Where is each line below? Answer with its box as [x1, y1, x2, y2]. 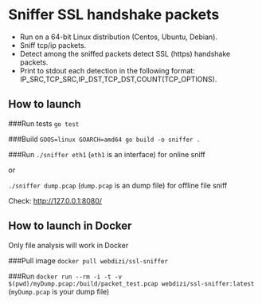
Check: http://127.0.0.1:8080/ [8, 195, 102, 205]
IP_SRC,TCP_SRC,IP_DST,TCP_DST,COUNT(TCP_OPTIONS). [19, 74, 217, 84]
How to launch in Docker [8, 219, 132, 233]
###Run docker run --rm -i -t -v [8, 271, 122, 281]
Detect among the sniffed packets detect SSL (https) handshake [19, 49, 231, 58]
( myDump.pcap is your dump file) [8, 286, 110, 296]
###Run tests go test [8, 118, 80, 128]
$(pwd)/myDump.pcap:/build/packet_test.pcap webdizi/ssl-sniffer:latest [8, 279, 255, 288]
